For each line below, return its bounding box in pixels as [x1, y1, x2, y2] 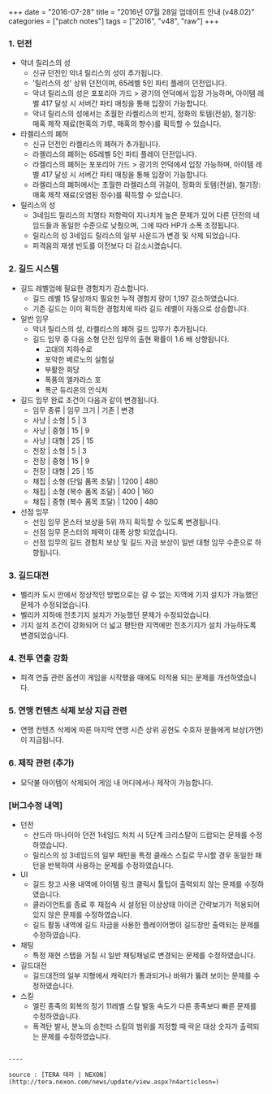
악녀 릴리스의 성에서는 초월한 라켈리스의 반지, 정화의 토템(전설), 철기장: [32, 109, 257, 119]
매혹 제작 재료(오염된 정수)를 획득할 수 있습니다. [32, 190, 183, 200]
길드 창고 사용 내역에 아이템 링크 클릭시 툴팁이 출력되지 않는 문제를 [32, 879, 243, 889]
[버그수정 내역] [8, 800, 63, 811]
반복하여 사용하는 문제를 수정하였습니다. [47, 861, 174, 870]
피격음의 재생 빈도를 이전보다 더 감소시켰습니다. [32, 241, 183, 250]
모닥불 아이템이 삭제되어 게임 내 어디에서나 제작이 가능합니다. [19, 777, 214, 787]
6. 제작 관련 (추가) [8, 758, 75, 769]
